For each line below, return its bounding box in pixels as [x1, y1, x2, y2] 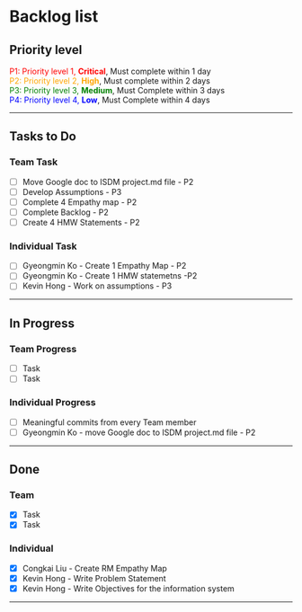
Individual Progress [9, 396, 96, 409]
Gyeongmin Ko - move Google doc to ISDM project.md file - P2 [22, 427, 256, 438]
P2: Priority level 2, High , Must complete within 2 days [9, 75, 211, 86]
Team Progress [9, 342, 77, 355]
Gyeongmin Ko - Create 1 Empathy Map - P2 [22, 261, 187, 271]
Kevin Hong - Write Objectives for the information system [22, 582, 235, 594]
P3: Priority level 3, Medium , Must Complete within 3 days [9, 85, 226, 95]
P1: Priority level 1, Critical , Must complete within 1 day [9, 66, 211, 76]
